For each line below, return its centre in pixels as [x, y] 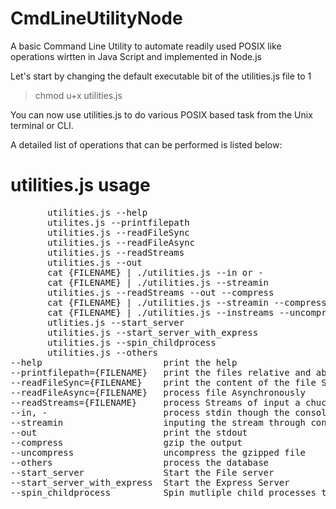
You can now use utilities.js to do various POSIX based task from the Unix [161, 114]
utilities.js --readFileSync [118, 232]
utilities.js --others [103, 352]
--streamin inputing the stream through [158, 422]
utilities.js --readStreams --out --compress [161, 292]
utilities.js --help [97, 212]
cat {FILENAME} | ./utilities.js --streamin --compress [187, 302]
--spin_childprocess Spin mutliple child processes [163, 492]
